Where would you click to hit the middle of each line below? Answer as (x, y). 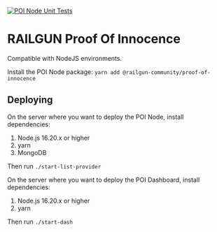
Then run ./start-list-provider (54, 166)
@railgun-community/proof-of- (167, 72)
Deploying (30, 100)
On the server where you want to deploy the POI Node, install (96, 117)
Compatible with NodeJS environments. (65, 58)
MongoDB (32, 152)
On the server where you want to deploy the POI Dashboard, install (104, 180)
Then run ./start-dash (40, 222)
